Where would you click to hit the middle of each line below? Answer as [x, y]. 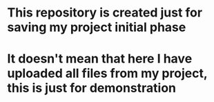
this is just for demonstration [92, 88]
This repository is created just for [105, 13]
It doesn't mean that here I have [100, 59]
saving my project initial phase [97, 27]
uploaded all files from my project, [107, 73]
